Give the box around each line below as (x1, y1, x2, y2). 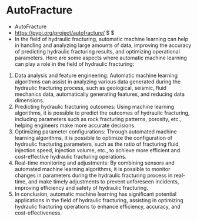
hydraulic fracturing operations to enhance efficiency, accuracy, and (14, 203, 181, 210)
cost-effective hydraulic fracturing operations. (14, 153, 127, 160)
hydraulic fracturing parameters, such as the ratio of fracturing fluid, (14, 140, 181, 148)
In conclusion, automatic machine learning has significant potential (14, 190, 177, 197)
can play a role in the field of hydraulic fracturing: (14, 60, 135, 68)
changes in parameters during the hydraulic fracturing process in (14, 172, 173, 179)
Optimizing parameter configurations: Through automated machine (14, 128, 178, 135)
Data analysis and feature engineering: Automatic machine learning (14, 72, 178, 79)
